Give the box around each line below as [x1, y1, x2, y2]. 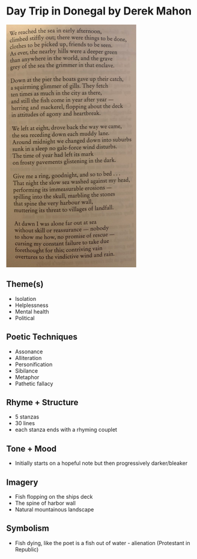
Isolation [14, 295, 37, 302]
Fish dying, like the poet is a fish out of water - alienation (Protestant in [14, 539, 190, 546]
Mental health [14, 308, 49, 315]
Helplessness [14, 302, 49, 309]
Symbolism [6, 523, 49, 534]
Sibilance [14, 367, 38, 374]
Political [14, 314, 35, 321]
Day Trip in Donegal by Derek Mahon [6, 4, 192, 18]
